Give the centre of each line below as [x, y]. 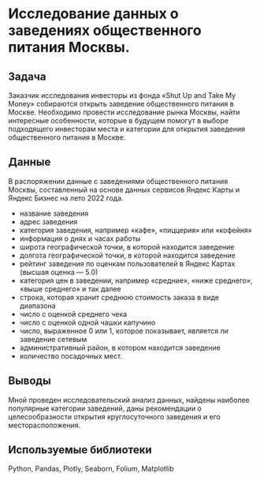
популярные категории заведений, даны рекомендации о [105, 408]
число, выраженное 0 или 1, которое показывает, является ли [124, 331]
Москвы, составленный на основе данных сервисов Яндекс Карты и [124, 190]
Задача [27, 76]
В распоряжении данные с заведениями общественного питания [118, 181]
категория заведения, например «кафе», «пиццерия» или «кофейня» [136, 230]
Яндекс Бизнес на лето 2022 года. [66, 197]
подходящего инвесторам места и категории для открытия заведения [127, 129]
